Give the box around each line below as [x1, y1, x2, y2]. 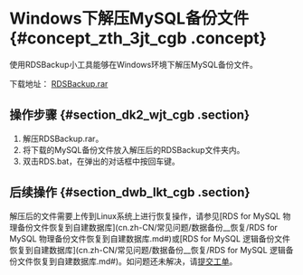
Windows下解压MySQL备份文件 [9, 8, 250, 29]
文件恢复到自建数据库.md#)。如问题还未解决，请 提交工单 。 [16, 255, 238, 267]
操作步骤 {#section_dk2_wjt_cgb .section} [9, 108, 251, 123]
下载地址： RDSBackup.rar [9, 78, 109, 89]
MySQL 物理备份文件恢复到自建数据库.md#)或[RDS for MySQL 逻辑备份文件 [9, 232, 291, 244]
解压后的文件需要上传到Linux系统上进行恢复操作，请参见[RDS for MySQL [9, 210, 281, 222]
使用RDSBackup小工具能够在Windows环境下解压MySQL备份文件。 [9, 59, 258, 70]
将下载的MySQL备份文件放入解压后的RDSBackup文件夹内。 [22, 144, 245, 155]
